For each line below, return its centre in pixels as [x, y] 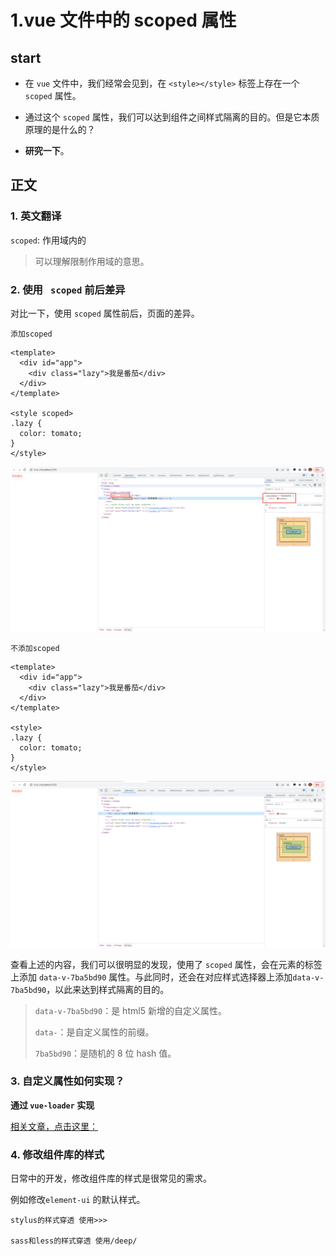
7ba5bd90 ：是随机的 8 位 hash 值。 [105, 1053]
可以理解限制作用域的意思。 [92, 261]
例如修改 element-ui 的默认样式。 [78, 1200]
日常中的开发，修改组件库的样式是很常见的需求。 [111, 1178]
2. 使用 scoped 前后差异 [68, 289]
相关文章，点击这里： [54, 1126]
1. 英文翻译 [36, 216]
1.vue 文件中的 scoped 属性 [123, 20]
